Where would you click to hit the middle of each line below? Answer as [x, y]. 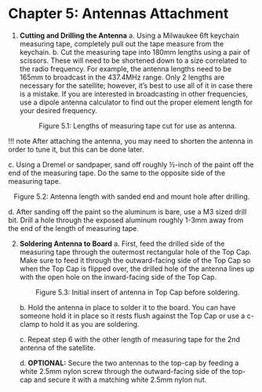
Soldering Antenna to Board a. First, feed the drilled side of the [122, 244]
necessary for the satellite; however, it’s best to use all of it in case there [136, 85]
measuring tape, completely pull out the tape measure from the [122, 43]
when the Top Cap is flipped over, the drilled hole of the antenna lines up [137, 269]
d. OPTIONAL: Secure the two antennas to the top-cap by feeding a [129, 363]
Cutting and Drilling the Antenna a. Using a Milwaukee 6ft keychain [129, 35]
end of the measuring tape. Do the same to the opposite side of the [117, 173]
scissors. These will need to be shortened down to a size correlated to [133, 60]
